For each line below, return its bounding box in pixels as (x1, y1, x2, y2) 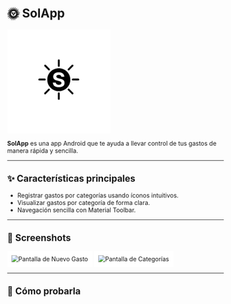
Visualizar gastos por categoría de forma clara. (16, 198, 151, 206)
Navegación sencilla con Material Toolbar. (16, 206, 136, 214)
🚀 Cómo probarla (7, 285, 81, 297)
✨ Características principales (7, 173, 136, 184)
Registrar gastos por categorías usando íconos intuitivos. (16, 191, 179, 199)
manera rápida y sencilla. (7, 146, 78, 155)
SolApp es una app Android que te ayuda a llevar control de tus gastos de (7, 139, 217, 147)
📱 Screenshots (7, 232, 71, 244)
